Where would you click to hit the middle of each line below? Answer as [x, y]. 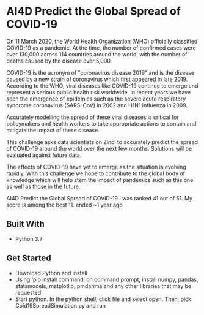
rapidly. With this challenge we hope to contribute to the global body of [96, 173]
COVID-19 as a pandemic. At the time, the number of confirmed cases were [101, 48]
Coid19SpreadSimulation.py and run [60, 305]
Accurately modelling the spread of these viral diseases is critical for [93, 117]
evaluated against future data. [44, 155]
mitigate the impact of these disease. [53, 130]
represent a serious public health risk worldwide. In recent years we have [99, 92]
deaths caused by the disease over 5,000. [59, 61]
